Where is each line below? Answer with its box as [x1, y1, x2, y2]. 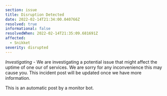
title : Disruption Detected [5, 12, 65, 17]
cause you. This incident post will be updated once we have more [5, 69, 142, 76]
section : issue [5, 7, 37, 13]
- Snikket [10, 40, 30, 45]
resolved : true [5, 21, 37, 27]
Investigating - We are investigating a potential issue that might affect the [5, 59, 157, 65]
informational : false [5, 26, 51, 31]
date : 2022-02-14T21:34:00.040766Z [5, 17, 80, 22]
